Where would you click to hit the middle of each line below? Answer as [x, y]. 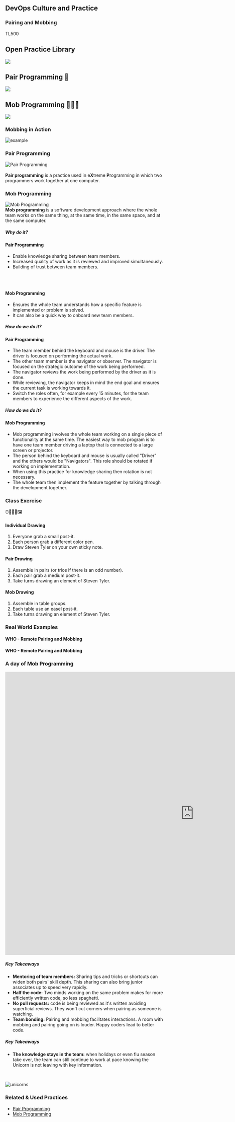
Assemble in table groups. [39, 603]
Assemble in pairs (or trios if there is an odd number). [68, 570]
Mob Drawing [20, 592]
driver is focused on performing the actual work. [63, 356]
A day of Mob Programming [39, 663]
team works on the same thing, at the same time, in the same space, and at [83, 215]
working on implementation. [41, 466]
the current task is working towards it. [52, 388]
